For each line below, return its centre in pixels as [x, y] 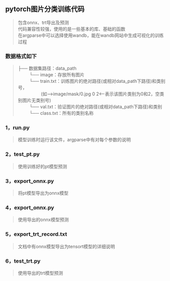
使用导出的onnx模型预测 [43, 220]
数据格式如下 [21, 56]
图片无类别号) [37, 100]
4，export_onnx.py [30, 207]
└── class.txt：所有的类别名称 [62, 113]
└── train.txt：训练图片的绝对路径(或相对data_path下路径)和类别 [98, 81]
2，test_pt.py [22, 154]
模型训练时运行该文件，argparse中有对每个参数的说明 [74, 140]
